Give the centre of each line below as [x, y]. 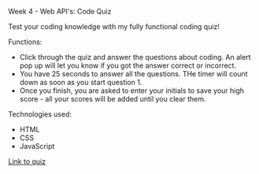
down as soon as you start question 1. [81, 82]
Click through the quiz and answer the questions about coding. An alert [135, 57]
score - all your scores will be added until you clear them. [113, 99]
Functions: [25, 42]
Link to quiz [27, 161]
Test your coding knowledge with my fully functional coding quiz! [114, 26]
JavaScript [37, 146]
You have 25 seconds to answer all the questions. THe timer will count [133, 74]
